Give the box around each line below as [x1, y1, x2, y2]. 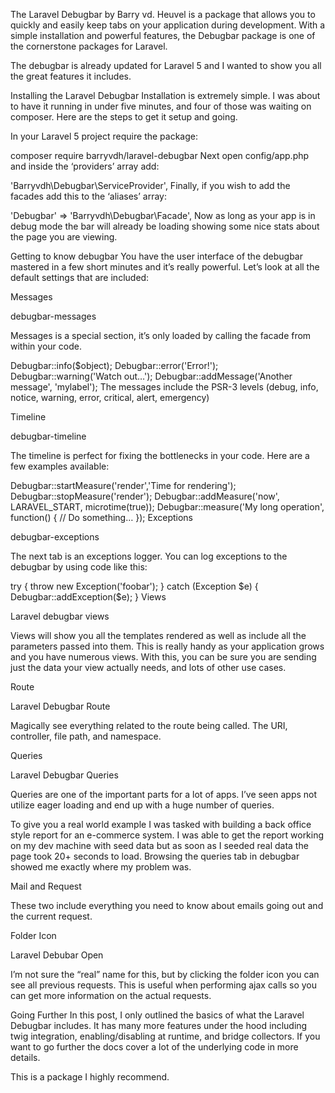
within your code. [10, 340, 82, 352]
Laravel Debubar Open [10, 949, 104, 961]
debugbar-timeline [10, 430, 87, 442]
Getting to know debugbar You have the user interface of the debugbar [10, 250, 303, 262]
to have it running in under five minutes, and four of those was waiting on [10, 100, 312, 112]
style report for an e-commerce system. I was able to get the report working [10, 829, 325, 841]
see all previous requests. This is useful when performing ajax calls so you [10, 979, 317, 991]
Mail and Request [10, 880, 82, 892]
